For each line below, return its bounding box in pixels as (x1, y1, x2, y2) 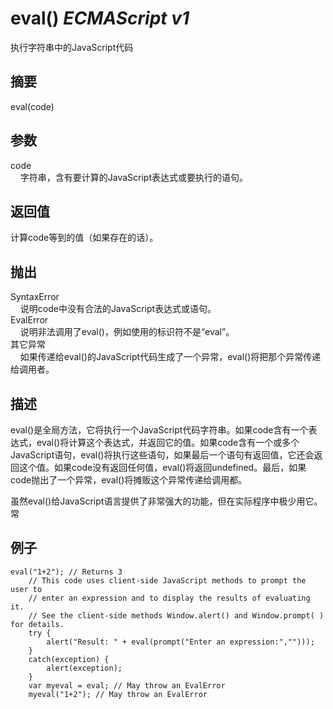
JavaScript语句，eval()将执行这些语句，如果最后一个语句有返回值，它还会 (10, 449, 315, 461)
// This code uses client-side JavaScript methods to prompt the (28, 575, 307, 586)
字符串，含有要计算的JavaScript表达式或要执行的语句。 (19, 171, 248, 183)
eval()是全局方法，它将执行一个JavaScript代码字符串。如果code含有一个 (10, 424, 309, 436)
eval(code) (10, 100, 55, 112)
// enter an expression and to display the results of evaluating (28, 593, 311, 603)
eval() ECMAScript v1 (10, 7, 190, 30)
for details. (10, 619, 65, 629)
